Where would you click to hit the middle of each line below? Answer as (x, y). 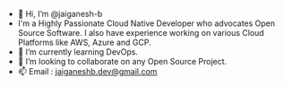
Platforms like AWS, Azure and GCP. (84, 42)
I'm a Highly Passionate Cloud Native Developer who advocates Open (146, 23)
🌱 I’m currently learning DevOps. (78, 52)
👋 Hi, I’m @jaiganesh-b (60, 14)
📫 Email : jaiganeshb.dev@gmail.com (87, 71)
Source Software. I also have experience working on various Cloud (141, 33)
